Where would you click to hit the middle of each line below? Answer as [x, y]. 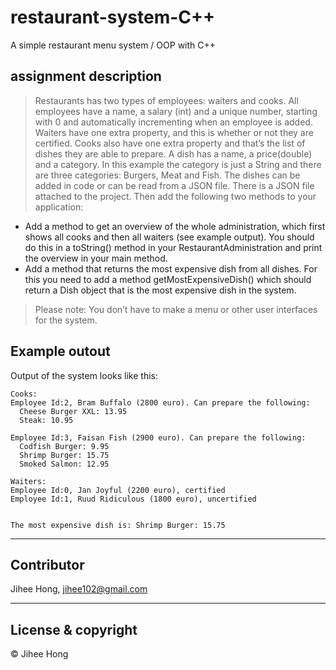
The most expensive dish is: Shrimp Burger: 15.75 [118, 525]
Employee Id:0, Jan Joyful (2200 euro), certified [118, 490]
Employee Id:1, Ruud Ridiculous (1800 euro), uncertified [133, 499]
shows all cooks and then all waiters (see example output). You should [169, 237]
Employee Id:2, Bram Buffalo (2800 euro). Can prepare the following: [160, 402]
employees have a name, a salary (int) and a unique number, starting [176, 111]
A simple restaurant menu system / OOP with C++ [113, 45]
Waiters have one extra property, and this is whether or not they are [174, 132]
